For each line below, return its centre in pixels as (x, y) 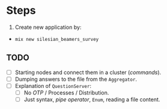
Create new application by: (48, 27)
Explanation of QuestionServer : (53, 86)
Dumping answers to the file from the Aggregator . (76, 79)
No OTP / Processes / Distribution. (66, 92)
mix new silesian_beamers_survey (57, 39)
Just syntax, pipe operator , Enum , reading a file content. (92, 99)
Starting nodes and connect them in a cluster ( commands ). (88, 72)
